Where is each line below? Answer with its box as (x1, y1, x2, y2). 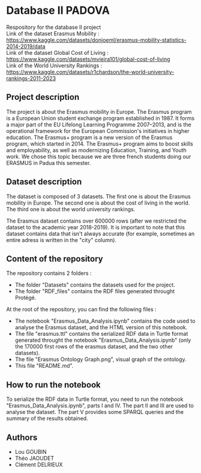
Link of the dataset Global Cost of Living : (6, 49, 109, 56)
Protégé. (14, 294, 37, 301)
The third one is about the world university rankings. (6, 205, 136, 212)
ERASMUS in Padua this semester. (6, 159, 91, 166)
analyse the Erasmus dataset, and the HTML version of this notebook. (14, 324, 188, 331)
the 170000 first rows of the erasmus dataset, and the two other (14, 343, 173, 350)
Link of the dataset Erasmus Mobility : (6, 29, 100, 37)
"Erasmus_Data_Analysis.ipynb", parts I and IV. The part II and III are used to (6, 402, 194, 409)
